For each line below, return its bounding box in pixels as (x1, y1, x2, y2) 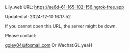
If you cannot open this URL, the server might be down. (5, 23, 117, 29)
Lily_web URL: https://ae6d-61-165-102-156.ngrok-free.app (5, 4, 124, 10)
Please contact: (5, 33, 37, 38)
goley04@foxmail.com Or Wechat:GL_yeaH (5, 42, 92, 48)
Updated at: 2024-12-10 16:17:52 (5, 14, 71, 19)
